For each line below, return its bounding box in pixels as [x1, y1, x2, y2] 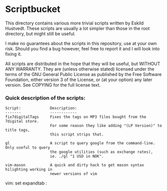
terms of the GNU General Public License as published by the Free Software [5, 71, 162, 77]
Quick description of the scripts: [5, 94, 86, 101]
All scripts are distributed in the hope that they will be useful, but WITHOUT [5, 60, 160, 66]
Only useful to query [5, 145, 50, 150]
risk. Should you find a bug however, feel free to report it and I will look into [5, 45, 160, 51]
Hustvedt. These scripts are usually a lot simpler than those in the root [5, 25, 150, 31]
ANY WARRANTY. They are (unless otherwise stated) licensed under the [5, 66, 154, 72]
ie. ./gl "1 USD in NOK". [49, 154, 104, 159]
